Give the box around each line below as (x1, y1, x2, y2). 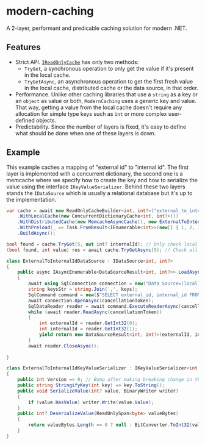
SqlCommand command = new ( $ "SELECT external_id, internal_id (28, 291, 187, 298)
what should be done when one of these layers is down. (15, 129, 156, 137)
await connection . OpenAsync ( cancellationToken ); (28, 297, 154, 304)
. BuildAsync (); (17, 230, 56, 237)
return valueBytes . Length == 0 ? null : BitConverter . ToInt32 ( (28, 422, 192, 428)
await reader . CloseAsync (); (28, 343, 99, 349)
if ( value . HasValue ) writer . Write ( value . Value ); (28, 399, 154, 405)
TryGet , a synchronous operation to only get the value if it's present (24, 65, 194, 72)
